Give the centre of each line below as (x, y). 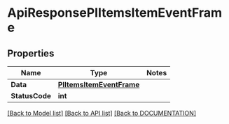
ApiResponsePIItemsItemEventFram (115, 13)
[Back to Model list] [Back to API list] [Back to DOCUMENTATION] (102, 113)
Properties (31, 53)
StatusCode (31, 96)
